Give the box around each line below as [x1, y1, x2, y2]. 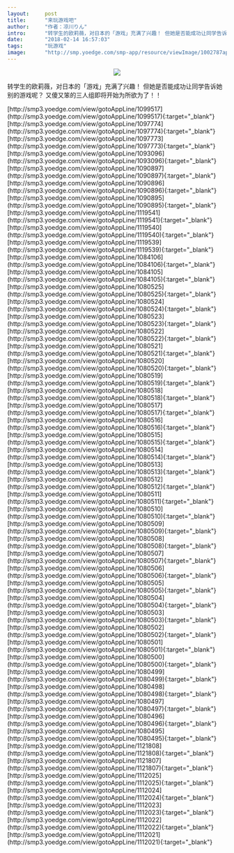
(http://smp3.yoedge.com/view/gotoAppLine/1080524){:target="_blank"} [7, 305, 217, 313]
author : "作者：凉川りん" [7, 23, 88, 30]
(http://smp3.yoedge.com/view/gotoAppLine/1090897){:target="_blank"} [7, 171, 217, 180]
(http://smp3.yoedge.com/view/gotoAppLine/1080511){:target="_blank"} [7, 497, 214, 505]
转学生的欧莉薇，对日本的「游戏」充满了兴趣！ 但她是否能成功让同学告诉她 [7, 82, 223, 91]
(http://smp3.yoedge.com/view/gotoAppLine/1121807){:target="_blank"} [7, 764, 214, 772]
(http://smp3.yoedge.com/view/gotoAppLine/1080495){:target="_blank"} [7, 734, 217, 742]
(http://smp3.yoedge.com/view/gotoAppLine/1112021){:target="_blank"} [7, 838, 213, 846]
